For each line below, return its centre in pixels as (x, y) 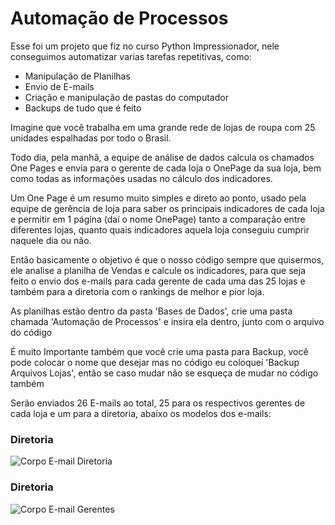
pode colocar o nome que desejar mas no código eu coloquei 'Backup (155, 362)
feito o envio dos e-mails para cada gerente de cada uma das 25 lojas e (158, 281)
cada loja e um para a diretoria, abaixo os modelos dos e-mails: (141, 413)
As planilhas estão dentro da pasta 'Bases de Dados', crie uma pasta (151, 311)
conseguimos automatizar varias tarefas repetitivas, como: (131, 56)
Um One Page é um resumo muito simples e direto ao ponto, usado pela (158, 198)
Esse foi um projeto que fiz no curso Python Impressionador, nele (145, 46)
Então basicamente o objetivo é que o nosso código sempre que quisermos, (167, 259)
